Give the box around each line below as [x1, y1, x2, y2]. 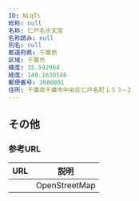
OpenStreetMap [35, 180, 96, 191]
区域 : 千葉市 [8, 57, 46, 65]
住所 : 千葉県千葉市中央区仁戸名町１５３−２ [8, 85, 133, 94]
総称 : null [8, 19, 42, 27]
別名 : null [8, 41, 42, 49]
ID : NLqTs [8, 11, 42, 20]
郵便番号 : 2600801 [8, 78, 66, 86]
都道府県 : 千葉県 [8, 49, 58, 57]
